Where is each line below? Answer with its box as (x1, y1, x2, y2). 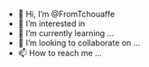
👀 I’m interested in (17, 18, 86, 29)
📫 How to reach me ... (17, 48, 102, 58)
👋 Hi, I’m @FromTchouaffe (17, 9, 116, 19)
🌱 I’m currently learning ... (17, 28, 115, 38)
